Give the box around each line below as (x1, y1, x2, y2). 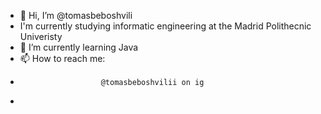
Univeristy (19, 31, 63, 42)
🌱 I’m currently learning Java (19, 41, 139, 53)
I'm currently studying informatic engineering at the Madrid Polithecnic (19, 20, 312, 32)
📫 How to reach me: (19, 53, 106, 64)
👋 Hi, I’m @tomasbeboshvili (19, 10, 133, 21)
